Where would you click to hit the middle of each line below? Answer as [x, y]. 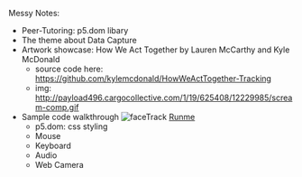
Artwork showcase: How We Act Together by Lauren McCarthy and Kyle [156, 50]
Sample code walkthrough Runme [108, 117]
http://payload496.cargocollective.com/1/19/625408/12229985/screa [164, 98]
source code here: [69, 69]
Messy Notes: [34, 13]
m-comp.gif [57, 107]
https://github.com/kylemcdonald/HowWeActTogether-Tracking [153, 79]
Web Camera [59, 165]
